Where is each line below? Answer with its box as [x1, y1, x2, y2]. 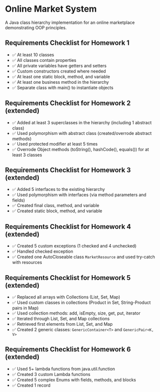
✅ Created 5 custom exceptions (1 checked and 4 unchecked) [12, 243, 137, 249]
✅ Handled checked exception [12, 248, 73, 254]
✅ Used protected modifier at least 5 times [12, 141, 98, 147]
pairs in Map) [12, 305, 39, 311]
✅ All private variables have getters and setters [12, 62, 107, 69]
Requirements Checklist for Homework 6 [5, 345, 131, 354]
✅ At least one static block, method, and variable [12, 74, 110, 79]
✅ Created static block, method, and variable [12, 208, 103, 214]
